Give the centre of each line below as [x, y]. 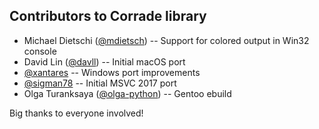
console [40, 51]
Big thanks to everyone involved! [76, 113]
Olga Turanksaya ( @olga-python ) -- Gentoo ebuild [127, 93]
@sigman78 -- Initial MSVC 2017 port [100, 83]
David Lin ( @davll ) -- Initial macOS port [104, 61]
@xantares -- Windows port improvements [112, 72]
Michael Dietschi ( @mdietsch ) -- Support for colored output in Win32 [166, 40]
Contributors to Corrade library [108, 16]
